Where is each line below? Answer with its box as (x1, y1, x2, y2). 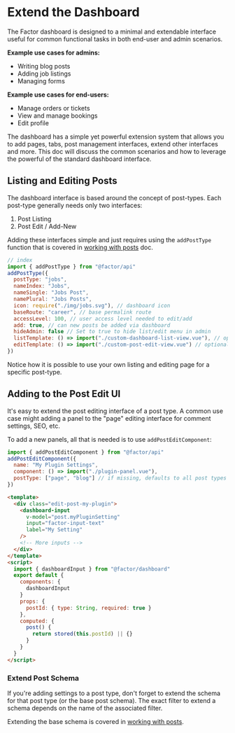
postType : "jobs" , (13, 276, 68, 284)
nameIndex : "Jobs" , (13, 283, 71, 290)
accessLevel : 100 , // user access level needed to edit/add (13, 315, 192, 322)
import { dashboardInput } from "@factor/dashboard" (13, 565, 171, 573)
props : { (20, 598, 45, 605)
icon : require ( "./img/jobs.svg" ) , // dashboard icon (13, 302, 171, 309)
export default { (13, 572, 64, 579)
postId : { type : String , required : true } (25, 604, 152, 611)
